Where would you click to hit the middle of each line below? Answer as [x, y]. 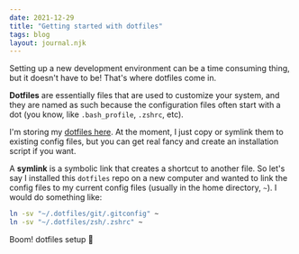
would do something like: [56, 197]
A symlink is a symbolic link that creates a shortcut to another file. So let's [147, 168]
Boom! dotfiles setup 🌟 [51, 239]
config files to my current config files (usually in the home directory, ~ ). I [143, 188]
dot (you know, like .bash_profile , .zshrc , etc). [97, 114]
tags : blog [30, 34]
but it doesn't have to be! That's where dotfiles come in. [113, 78]
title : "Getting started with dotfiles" [86, 26]
